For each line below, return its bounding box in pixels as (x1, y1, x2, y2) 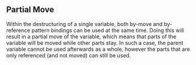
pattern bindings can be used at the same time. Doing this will (31, 27, 184, 34)
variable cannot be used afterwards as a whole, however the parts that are (6, 45, 190, 53)
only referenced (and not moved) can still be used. (6, 51, 131, 58)
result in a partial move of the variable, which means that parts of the (6, 32, 177, 40)
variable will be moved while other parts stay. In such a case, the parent (6, 39, 184, 46)
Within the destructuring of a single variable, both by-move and (6, 20, 163, 27)
